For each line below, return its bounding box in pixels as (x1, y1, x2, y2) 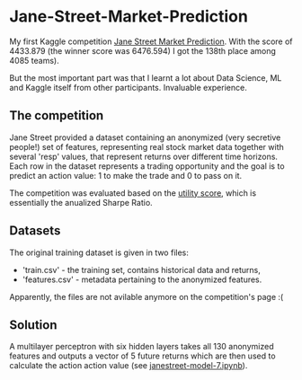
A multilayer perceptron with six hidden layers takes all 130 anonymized (9, 341, 274, 352)
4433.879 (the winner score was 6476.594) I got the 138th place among (9, 45, 277, 56)
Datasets (9, 223, 61, 239)
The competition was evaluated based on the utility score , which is (9, 187, 257, 199)
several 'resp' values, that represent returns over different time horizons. (9, 151, 279, 162)
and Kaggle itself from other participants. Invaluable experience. (9, 82, 247, 93)
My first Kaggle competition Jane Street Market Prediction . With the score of (9, 36, 293, 47)
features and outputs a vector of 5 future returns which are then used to (9, 350, 276, 361)
